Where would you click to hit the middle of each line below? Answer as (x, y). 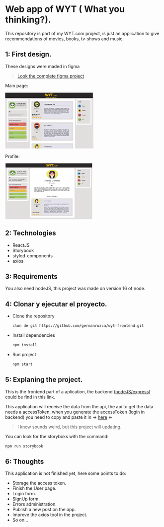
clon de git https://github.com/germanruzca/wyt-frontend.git (78, 326)
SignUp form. (26, 499)
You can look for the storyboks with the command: (57, 436)
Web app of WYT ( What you (65, 9)
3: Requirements (32, 276)
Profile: (12, 156)
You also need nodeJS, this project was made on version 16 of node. (75, 289)
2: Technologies (31, 233)
